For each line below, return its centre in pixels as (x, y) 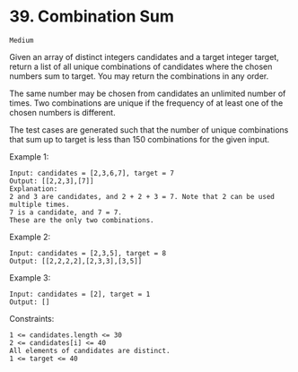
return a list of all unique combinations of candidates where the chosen (141, 66)
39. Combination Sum (92, 17)
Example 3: (30, 277)
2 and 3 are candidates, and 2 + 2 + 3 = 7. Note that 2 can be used (142, 196)
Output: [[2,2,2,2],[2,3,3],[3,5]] (76, 261)
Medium (22, 40)
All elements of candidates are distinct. (90, 350)
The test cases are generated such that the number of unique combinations (149, 130)
